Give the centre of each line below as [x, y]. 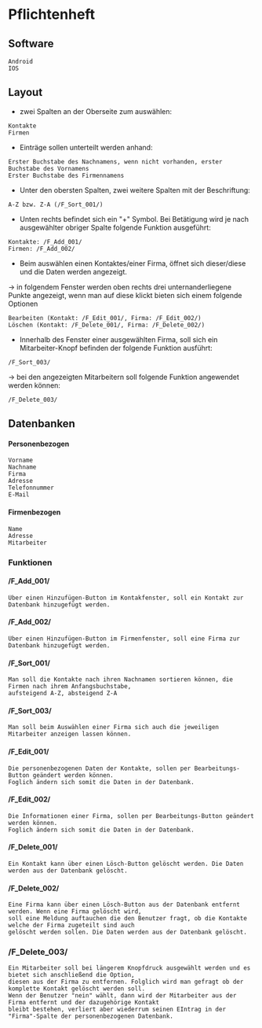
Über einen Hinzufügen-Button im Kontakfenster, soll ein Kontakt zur [126, 598]
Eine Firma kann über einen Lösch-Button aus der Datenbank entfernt [124, 905]
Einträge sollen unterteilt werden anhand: [86, 147]
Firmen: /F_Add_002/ [42, 249]
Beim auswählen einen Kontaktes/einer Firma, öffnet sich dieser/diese [133, 263]
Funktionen [30, 562]
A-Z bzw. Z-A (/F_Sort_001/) [56, 204]
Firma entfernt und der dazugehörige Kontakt [84, 1003]
